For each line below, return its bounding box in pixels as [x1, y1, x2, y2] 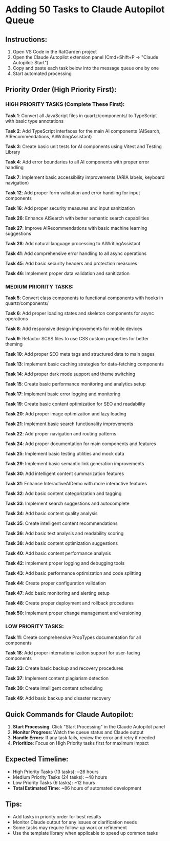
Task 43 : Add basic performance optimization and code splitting [5, 570, 142, 576]
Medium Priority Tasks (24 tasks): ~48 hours [12, 774, 108, 780]
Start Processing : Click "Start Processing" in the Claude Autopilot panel [12, 724, 165, 730]
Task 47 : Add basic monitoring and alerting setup [5, 590, 110, 596]
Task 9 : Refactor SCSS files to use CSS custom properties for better [5, 335, 149, 341]
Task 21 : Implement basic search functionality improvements [5, 420, 134, 427]
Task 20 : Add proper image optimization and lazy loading [5, 410, 126, 417]
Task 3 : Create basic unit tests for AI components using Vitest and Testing [5, 143, 162, 150]
